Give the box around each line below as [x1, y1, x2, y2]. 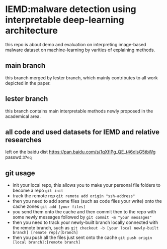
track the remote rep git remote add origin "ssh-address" [12, 193, 135, 199]
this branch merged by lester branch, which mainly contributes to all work [5, 74, 158, 81]
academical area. [5, 113, 41, 119]
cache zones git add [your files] [12, 203, 86, 209]
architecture [5, 25, 58, 36]
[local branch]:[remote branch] [12, 240, 80, 245]
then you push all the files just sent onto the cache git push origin [12, 234, 152, 240]
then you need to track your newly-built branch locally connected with [12, 219, 158, 225]
